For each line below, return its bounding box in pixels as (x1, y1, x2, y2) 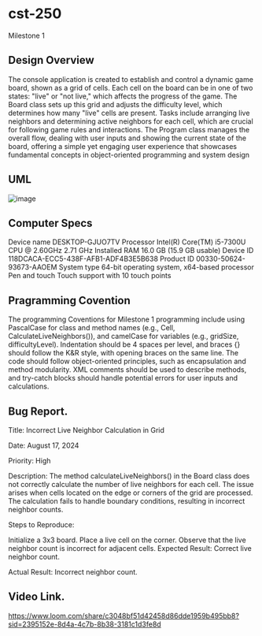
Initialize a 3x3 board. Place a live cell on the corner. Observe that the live (8, 535, 246, 545)
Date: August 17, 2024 (8, 441, 79, 450)
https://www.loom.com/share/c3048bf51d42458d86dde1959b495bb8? (8, 611, 240, 620)
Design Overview (8, 54, 94, 67)
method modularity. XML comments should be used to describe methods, (8, 365, 247, 374)
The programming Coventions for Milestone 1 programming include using (8, 314, 245, 324)
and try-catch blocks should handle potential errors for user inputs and (8, 374, 238, 383)
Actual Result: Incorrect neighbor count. (8, 567, 138, 576)
